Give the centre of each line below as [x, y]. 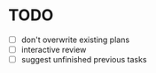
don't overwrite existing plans [75, 40]
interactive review [54, 50]
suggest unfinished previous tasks [84, 60]
